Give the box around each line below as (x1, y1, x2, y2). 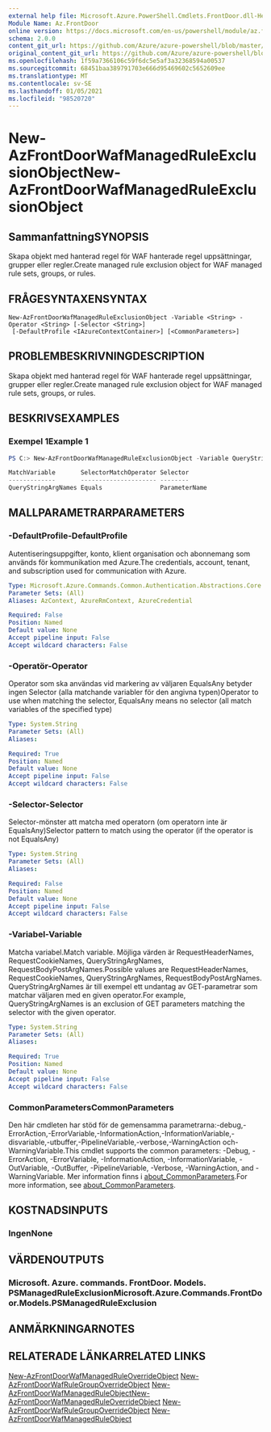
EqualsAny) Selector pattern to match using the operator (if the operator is (8, 826, 254, 836)
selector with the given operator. (8, 1007, 117, 1017)
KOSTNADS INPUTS (8, 1203, 109, 1217)
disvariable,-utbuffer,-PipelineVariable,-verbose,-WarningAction (8, 1137, 221, 1147)
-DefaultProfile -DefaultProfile (8, 530, 127, 541)
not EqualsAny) (8, 834, 59, 844)
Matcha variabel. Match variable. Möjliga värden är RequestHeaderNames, (8, 947, 254, 957)
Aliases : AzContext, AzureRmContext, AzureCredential (8, 596, 194, 604)
